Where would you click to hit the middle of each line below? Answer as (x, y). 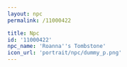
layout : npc (25, 14)
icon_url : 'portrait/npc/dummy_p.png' (65, 53)
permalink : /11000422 (39, 20)
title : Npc (23, 33)
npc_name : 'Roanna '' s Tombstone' (57, 47)
